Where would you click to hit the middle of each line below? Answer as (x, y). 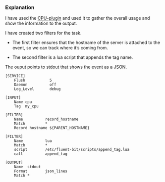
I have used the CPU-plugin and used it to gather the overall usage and (78, 18)
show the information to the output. (41, 23)
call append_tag (41, 154)
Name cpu (23, 102)
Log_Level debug (37, 89)
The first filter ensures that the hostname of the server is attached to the (86, 43)
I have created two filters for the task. (43, 33)
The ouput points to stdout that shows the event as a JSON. (66, 67)
